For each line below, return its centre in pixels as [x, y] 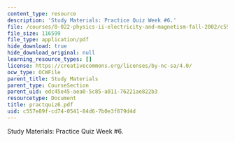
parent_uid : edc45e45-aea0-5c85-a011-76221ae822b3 [83, 92]
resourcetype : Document [42, 99]
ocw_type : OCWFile [34, 72]
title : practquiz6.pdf [40, 105]
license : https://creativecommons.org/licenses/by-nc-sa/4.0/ [100, 66]
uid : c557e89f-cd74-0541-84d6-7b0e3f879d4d [72, 111]
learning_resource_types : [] [50, 59]
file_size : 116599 [34, 33]
